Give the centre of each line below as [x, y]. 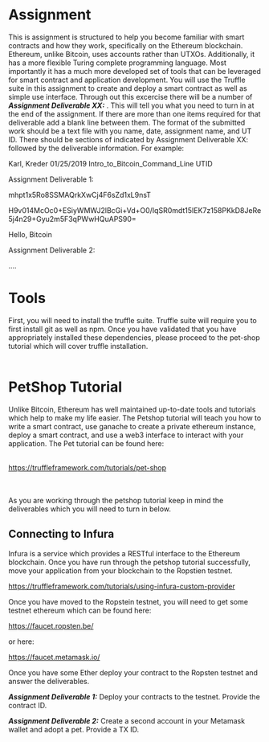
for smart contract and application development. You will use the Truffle [127, 80]
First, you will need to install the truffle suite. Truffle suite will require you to [132, 320]
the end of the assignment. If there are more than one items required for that [134, 113]
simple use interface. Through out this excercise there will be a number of [130, 96]
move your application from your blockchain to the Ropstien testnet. [120, 570]
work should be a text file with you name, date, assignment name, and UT [130, 131]
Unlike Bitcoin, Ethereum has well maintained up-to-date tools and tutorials [132, 409]
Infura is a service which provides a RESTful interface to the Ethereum [124, 553]
